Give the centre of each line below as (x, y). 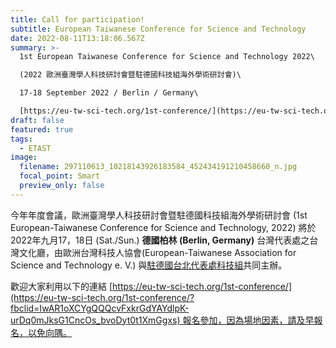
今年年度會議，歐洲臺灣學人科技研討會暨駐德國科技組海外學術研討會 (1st (159, 215)
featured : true (42, 129)
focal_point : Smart (60, 176)
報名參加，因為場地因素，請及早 (248, 320)
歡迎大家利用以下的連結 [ (61, 286)
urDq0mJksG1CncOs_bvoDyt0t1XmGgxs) (95, 320)
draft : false (37, 120)
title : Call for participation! (77, 19)
